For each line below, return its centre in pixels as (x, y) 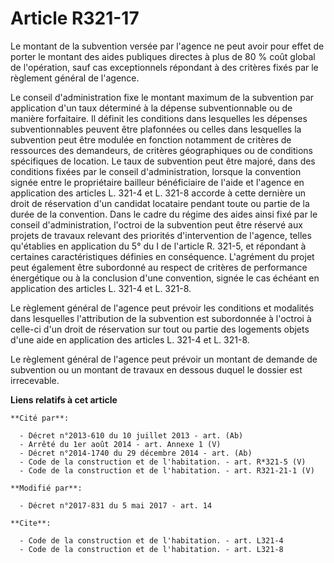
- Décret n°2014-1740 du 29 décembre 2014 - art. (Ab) (136, 453)
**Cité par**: (40, 418)
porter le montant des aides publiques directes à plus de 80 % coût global (163, 56)
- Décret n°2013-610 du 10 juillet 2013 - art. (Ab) (131, 435)
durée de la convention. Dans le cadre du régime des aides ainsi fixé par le (164, 214)
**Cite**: (31, 523)
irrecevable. (35, 380)
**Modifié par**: (46, 488)
